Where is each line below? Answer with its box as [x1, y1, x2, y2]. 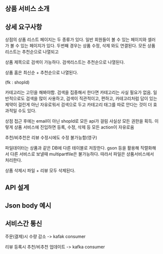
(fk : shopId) [5, 80, 30, 85]
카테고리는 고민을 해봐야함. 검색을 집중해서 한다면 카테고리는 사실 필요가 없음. [5, 89, 152, 95]
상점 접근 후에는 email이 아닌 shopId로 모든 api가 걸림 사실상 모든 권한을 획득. [5, 118, 154, 124]
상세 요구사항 [5, 22, 42, 31]
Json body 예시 [5, 201, 51, 210]
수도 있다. [18, 108, 37, 114]
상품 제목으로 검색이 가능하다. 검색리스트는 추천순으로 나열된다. [5, 59, 125, 65]
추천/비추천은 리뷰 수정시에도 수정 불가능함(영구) [5, 135, 98, 141]
